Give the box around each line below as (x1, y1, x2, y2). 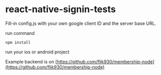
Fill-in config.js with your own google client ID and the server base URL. (5, 20, 157, 26)
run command (5, 30, 35, 36)
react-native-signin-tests (5, 4, 116, 15)
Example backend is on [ (5, 58, 57, 64)
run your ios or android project (5, 49, 70, 55)
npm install (5, 40, 31, 45)
